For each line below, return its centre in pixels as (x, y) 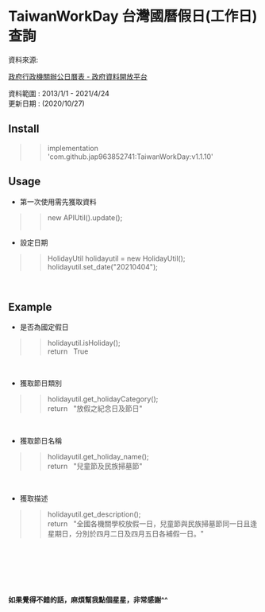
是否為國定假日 (44, 327)
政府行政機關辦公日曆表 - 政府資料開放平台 (78, 76)
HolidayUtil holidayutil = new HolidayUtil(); (116, 258)
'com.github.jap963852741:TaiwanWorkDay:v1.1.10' (131, 157)
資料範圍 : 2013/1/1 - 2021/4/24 (59, 93)
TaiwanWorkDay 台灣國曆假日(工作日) (133, 16)
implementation (73, 148)
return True (68, 351)
